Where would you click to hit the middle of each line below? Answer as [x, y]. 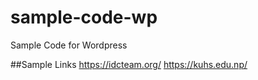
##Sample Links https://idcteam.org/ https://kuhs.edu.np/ [129, 64]
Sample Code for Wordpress [69, 45]
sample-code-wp [84, 17]
